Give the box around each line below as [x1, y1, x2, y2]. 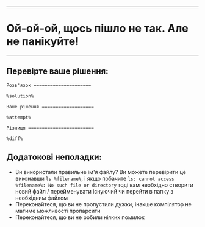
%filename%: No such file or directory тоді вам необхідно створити [15, 181, 193, 189]
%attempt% [6, 114, 32, 120]
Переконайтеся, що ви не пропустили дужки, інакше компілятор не [15, 200, 192, 208]
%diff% [6, 135, 23, 142]
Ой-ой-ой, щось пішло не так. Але [6, 22, 189, 35]
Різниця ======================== [6, 125, 95, 131]
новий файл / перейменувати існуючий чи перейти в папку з [15, 187, 174, 195]
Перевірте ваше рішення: [6, 66, 109, 77]
